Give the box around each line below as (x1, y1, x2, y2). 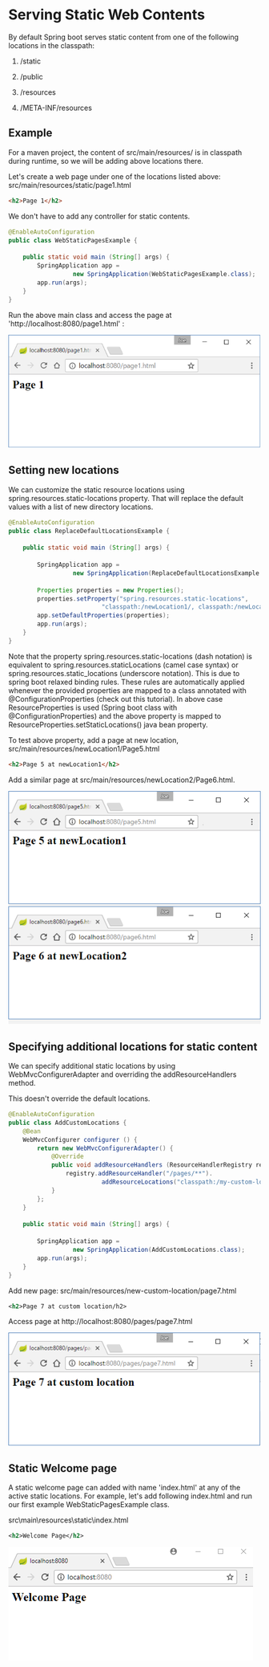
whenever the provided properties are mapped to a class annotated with (8, 685, 247, 695)
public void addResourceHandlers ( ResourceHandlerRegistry (50, 1161, 252, 1169)
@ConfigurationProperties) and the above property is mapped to (8, 711, 222, 720)
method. (8, 1078, 36, 1088)
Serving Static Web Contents (8, 6, 206, 24)
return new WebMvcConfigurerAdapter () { (37, 1144, 174, 1152)
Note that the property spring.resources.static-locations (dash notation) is (8, 651, 252, 661)
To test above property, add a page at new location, (8, 735, 179, 744)
